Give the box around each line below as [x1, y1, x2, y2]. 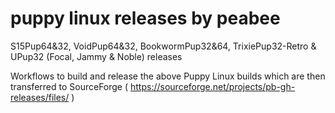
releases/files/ [10, 91, 70, 103]
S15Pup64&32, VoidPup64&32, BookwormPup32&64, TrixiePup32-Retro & [10, 40, 317, 52]
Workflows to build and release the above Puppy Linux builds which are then [10, 70, 326, 82]
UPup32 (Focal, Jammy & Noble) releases [10, 50, 183, 62]
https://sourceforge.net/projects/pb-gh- [130, 80, 296, 92]
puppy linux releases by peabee [10, 7, 281, 30]
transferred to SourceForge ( [10, 80, 129, 92]
